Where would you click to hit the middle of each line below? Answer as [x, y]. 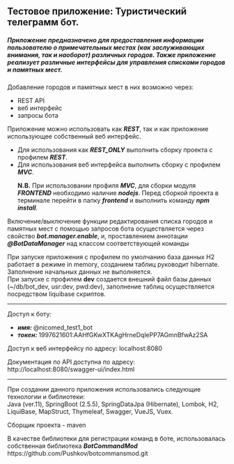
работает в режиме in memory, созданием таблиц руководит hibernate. [114, 265]
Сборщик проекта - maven [47, 425]
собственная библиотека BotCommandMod [72, 446]
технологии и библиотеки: [46, 397]
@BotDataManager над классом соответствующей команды [98, 244]
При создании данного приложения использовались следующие [104, 389]
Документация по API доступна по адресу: [71, 362]
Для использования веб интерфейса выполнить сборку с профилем [119, 165]
